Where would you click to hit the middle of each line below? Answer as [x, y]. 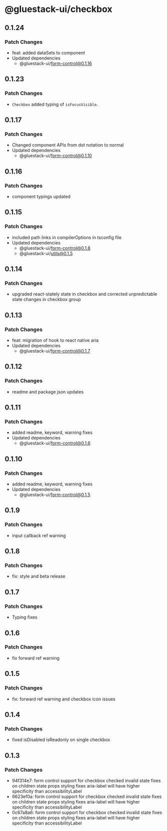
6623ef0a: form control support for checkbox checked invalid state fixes [87, 796]
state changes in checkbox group [46, 299]
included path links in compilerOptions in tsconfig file [67, 237]
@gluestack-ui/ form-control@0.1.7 [55, 351]
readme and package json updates [48, 391]
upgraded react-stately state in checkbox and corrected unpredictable [84, 294]
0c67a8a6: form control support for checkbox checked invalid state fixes [87, 812]
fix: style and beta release [38, 576]
